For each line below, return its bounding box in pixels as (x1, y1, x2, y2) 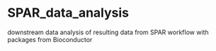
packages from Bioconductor (7, 35, 93, 43)
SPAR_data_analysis (7, 5, 130, 21)
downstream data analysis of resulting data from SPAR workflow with (7, 28, 209, 36)
